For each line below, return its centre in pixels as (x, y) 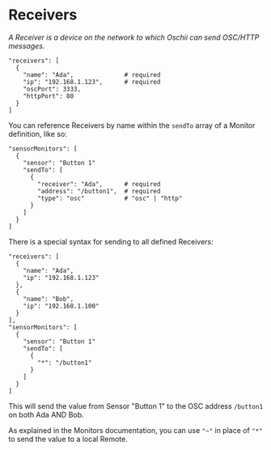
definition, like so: (38, 134)
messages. (27, 45)
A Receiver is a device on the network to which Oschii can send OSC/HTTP (134, 37)
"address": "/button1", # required (99, 191)
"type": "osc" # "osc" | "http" (110, 198)
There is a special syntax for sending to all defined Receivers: (111, 241)
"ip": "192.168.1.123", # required (92, 82)
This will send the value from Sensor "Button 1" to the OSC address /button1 (136, 405)
